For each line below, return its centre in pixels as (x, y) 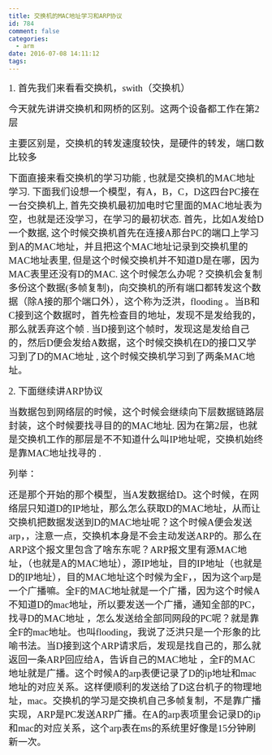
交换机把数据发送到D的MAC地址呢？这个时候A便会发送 (130, 522)
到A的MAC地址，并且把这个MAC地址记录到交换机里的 (128, 247)
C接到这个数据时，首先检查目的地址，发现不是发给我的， (135, 315)
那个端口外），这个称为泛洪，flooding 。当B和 (161, 301)
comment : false (34, 31)
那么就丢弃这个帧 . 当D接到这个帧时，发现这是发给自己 (129, 329)
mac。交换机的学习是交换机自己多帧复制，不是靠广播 (144, 700)
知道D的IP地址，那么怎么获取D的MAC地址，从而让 (149, 508)
